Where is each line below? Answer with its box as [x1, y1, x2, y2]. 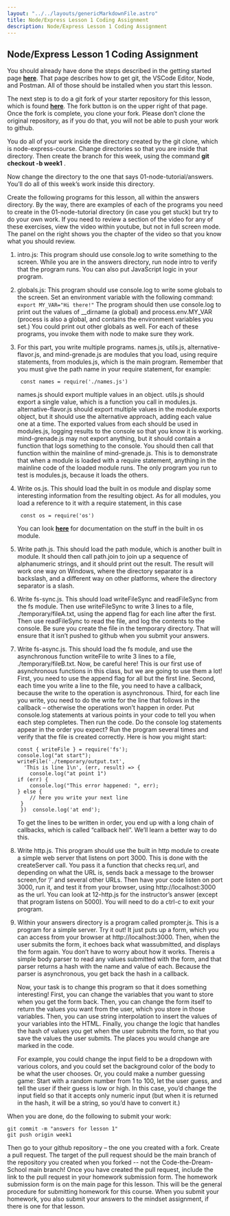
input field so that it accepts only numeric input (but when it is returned [16, 1091, 218, 1100]
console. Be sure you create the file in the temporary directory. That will [16, 624, 220, 632]
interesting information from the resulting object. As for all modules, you [16, 492, 221, 500]
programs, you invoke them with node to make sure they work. [16, 330, 194, 338]
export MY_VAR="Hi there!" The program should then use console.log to [16, 300, 222, 309]
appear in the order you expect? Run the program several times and [16, 725, 209, 734]
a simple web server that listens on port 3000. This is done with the [16, 854, 208, 862]
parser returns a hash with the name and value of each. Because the [16, 962, 211, 971]
